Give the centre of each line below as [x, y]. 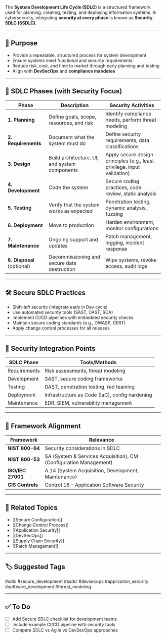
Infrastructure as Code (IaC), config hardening [98, 395]
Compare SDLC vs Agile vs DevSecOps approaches [65, 630]
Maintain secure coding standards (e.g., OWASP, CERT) [69, 323]
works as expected [71, 211]
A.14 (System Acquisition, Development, [92, 471]
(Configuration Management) [79, 462]
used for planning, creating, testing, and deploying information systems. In [81, 12]
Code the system [68, 187]
